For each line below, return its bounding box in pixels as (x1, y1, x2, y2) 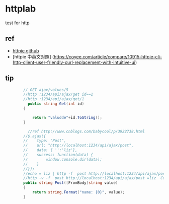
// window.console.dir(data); (23, 157, 102, 162)
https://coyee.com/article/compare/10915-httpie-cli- (53, 53, 162, 59)
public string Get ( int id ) (27, 101, 84, 106)
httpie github (12, 47, 39, 53)
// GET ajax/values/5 (23, 87, 69, 92)
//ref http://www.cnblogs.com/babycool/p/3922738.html (27, 129, 145, 134)
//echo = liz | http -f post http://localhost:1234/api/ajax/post (23, 171, 167, 176)
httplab (5, 3, 36, 15)
